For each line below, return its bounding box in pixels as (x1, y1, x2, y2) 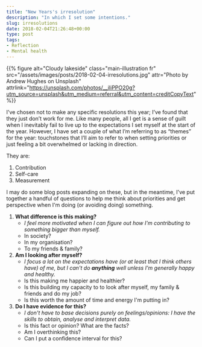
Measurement (14, 176, 50, 184)
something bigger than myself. (24, 226, 101, 233)
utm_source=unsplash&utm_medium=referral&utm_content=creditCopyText (6, 90, 194, 97)
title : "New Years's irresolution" (6, 8, 96, 15)
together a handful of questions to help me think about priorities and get (6, 194, 186, 202)
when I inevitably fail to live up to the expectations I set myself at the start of (6, 121, 196, 129)
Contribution (14, 164, 46, 171)
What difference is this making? (14, 212, 97, 220)
